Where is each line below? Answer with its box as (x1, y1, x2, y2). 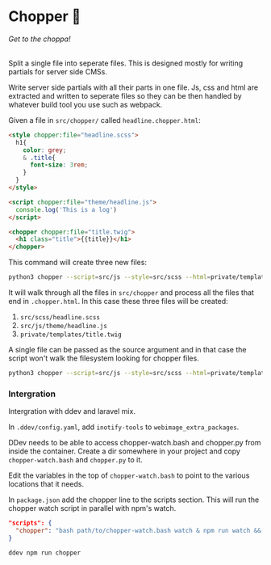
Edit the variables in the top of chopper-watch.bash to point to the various (8, 470, 250, 480)
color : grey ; (23, 145, 67, 154)
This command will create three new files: (8, 258, 148, 268)
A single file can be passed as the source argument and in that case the (8, 345, 247, 355)
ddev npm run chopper (8, 549, 81, 557)
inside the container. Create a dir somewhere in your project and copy (8, 446, 240, 456)
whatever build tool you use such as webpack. (8, 99, 163, 109)
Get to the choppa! (8, 34, 71, 44)
